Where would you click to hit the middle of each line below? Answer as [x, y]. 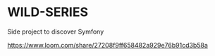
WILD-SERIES [48, 12]
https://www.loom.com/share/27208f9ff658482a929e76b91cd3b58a [107, 45]
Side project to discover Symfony [56, 31]
